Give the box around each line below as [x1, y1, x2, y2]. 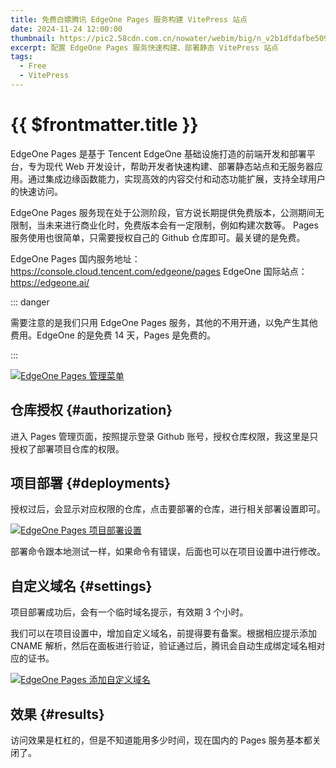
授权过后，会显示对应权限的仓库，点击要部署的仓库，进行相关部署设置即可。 [10, 503, 326, 515]
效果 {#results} [10, 706, 105, 723]
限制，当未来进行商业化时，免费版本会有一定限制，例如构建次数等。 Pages [10, 219, 319, 231]
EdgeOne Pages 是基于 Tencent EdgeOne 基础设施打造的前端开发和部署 [10, 147, 307, 160]
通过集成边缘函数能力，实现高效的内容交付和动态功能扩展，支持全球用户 [27, 172, 326, 185]
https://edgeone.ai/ [10, 276, 90, 288]
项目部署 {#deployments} [10, 475, 172, 492]
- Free [19, 61, 47, 71]
